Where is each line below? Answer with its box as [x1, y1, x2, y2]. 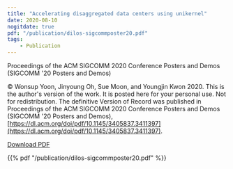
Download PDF [7, 140, 50, 148]
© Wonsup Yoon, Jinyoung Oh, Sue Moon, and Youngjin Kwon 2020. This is [7, 83, 225, 90]
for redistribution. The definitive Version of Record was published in [7, 97, 202, 105]
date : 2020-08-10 [7, 17, 58, 24]
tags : [7, 36, 23, 43]
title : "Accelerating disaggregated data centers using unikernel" [7, 10, 208, 17]
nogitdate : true [7, 23, 54, 30]
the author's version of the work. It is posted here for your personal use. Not [7, 90, 227, 98]
